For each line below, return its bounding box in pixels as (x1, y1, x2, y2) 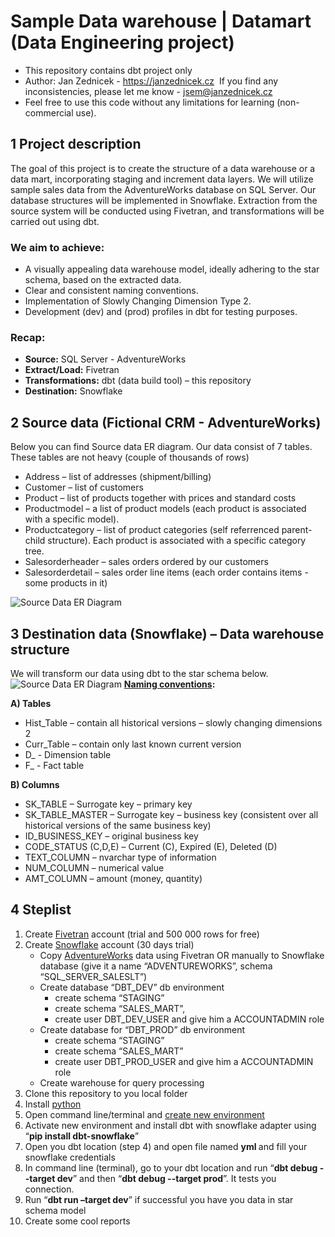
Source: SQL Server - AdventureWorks (24, 353, 187, 365)
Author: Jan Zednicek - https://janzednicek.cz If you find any (24, 75, 279, 87)
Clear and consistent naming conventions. (24, 285, 199, 297)
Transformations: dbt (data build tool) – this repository (24, 375, 252, 387)
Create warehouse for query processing (39, 1076, 205, 1089)
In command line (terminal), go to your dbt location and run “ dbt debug (24, 1161, 318, 1174)
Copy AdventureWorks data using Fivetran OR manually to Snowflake (39, 949, 325, 961)
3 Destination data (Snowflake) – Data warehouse (10, 625, 325, 642)
